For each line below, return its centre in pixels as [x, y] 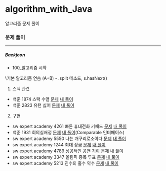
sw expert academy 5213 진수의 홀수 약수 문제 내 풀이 [65, 163]
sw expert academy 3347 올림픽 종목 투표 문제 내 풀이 [66, 157]
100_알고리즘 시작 [29, 68]
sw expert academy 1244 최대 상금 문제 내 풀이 [59, 145]
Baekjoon [15, 55]
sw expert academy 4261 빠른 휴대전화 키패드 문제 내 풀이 [69, 126]
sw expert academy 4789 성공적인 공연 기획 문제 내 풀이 [68, 151]
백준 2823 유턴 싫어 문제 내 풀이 [43, 105]
